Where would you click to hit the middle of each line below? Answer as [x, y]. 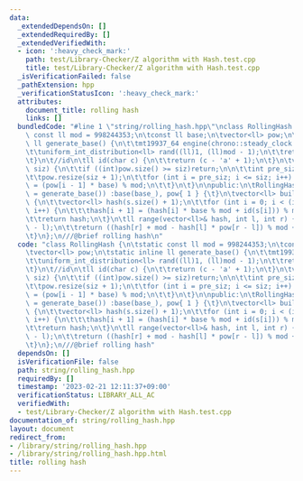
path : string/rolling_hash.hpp [76, 370]
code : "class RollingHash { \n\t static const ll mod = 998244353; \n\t [151, 245]
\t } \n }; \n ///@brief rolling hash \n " [95, 236]
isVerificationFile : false [68, 362]
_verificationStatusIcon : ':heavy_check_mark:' [109, 93]
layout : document [42, 429]
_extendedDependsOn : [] [62, 26]
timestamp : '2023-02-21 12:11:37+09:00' [94, 387]
